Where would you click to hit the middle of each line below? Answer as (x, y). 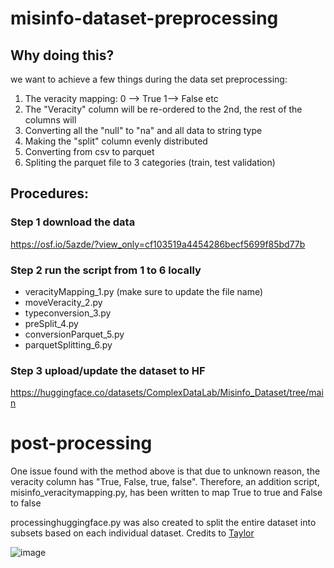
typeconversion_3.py (68, 313)
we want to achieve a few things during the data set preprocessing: (149, 79)
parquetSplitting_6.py (68, 344)
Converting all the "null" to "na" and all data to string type (143, 130)
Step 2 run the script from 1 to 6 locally (106, 270)
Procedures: (50, 193)
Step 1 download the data (73, 222)
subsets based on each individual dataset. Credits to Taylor (132, 533)
